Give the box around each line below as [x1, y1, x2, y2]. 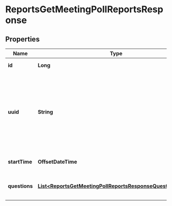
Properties [5, 35, 40, 43]
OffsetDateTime [37, 158, 77, 165]
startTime [8, 158, 32, 165]
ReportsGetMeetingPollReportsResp [5, 4, 164, 15]
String [37, 108, 53, 116]
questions [8, 182, 33, 190]
